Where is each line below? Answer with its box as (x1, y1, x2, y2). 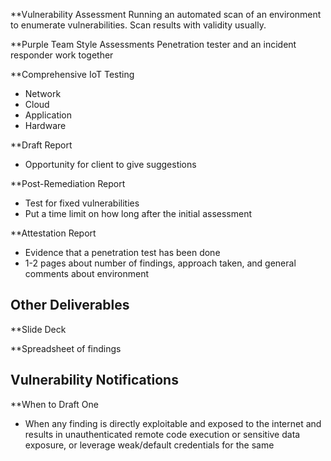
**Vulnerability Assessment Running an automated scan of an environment (10, 9, 322, 20)
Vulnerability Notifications (10, 372, 179, 389)
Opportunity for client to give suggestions (24, 159, 197, 170)
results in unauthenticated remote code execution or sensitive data (24, 428, 301, 440)
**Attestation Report (10, 227, 97, 239)
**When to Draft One (10, 398, 99, 410)
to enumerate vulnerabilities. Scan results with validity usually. (10, 19, 267, 31)
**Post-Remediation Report (10, 178, 126, 189)
